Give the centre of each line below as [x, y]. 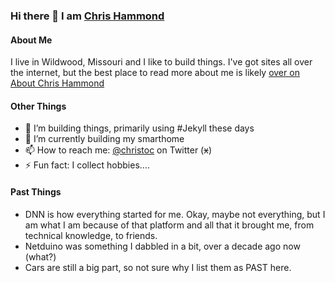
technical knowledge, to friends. [91, 235]
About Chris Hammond [57, 83]
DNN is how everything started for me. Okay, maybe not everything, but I [175, 214]
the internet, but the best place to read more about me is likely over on [155, 73]
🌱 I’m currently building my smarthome [104, 139]
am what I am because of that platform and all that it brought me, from [169, 225]
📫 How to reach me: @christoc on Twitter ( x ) [118, 150]
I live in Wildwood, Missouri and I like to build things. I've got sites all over [161, 62]
